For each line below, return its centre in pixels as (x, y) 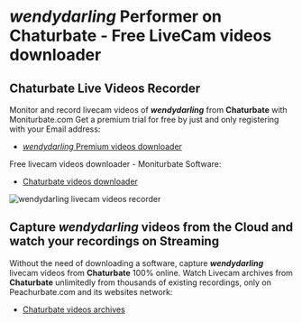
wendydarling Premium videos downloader (102, 147)
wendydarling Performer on (116, 17)
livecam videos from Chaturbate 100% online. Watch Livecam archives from (151, 272)
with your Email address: (55, 129)
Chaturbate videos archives (74, 309)
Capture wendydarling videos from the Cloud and (151, 227)
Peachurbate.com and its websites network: (91, 291)
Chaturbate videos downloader (80, 181)
